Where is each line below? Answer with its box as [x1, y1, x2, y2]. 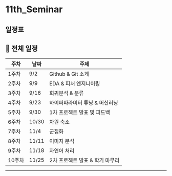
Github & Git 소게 [49, 71, 89, 78]
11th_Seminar [5, 4, 63, 15]
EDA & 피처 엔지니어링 [49, 80, 100, 87]
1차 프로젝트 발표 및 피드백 [49, 109, 110, 116]
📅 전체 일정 [5, 44, 38, 53]
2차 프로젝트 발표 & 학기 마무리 [49, 157, 120, 164]
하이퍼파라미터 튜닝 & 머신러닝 [49, 99, 119, 106]
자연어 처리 [49, 147, 75, 155]
